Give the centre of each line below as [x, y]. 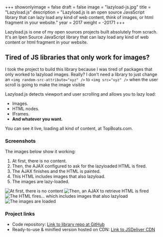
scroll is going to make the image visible [45, 85]
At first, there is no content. [39, 161]
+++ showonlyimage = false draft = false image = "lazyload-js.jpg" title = [78, 7]
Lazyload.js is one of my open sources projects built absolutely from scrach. [81, 32]
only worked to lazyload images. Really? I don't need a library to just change [81, 74]
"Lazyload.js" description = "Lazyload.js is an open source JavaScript [75, 12]
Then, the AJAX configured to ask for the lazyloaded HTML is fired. [79, 166]
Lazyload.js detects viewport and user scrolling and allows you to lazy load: [81, 94]
